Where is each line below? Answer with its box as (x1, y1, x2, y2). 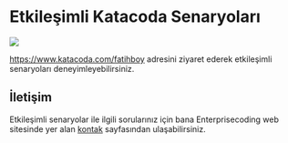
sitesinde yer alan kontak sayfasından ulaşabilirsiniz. (9, 123, 207, 134)
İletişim (9, 89, 53, 106)
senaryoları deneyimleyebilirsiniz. (9, 63, 135, 74)
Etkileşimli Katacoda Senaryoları (9, 6, 262, 27)
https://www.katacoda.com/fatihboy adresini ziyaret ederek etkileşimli (9, 53, 273, 65)
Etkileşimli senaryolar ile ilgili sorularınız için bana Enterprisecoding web (9, 114, 280, 125)
